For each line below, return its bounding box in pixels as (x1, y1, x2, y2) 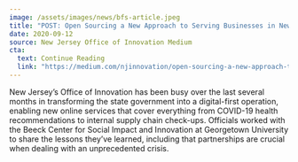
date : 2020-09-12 (9, 29, 74, 38)
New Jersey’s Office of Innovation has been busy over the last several (9, 86, 264, 97)
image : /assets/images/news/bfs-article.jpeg (9, 12, 180, 22)
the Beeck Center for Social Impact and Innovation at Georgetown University (9, 124, 289, 135)
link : (17, 63, 38, 72)
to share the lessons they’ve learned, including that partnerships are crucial (9, 134, 286, 144)
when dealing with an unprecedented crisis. (9, 143, 169, 153)
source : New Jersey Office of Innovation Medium (9, 37, 192, 47)
